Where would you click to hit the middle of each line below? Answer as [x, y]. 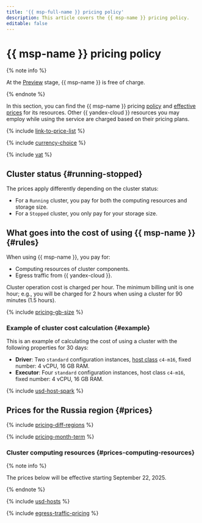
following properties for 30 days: [47, 348]
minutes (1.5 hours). [31, 300]
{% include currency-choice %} [46, 143]
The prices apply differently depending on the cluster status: [82, 189]
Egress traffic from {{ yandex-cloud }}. [63, 275]
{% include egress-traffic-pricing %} [52, 513]
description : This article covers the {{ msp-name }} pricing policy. [98, 18]
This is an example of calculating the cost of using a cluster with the [92, 341]
